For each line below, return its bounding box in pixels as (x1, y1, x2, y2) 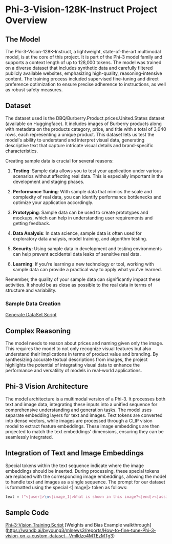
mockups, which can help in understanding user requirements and (12, 214, 153, 221)
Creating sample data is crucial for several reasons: (5, 157, 114, 164)
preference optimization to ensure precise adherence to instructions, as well (5, 81, 166, 87)
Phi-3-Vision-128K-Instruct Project (5, 4, 158, 15)
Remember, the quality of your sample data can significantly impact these (5, 276, 161, 283)
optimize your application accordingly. (12, 199, 94, 206)
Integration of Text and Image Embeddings (5, 449, 144, 457)
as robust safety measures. (5, 87, 63, 93)
